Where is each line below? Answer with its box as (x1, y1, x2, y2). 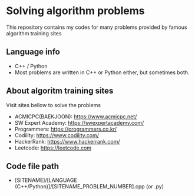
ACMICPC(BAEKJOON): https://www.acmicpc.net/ (14, 113, 137, 120)
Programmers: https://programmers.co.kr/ (14, 125, 117, 132)
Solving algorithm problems (6, 4, 145, 18)
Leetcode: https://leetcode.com (14, 144, 92, 151)
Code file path (6, 161, 59, 171)
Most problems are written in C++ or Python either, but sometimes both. (14, 69, 190, 76)
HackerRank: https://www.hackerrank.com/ (14, 138, 120, 145)
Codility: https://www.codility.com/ (14, 131, 99, 139)
